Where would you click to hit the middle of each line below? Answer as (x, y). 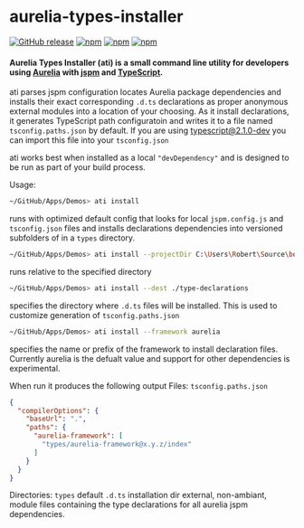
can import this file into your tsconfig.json (89, 140)
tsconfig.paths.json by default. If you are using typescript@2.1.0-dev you (148, 131)
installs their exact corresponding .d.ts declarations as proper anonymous (149, 102)
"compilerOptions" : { (58, 410)
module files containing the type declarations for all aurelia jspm (129, 504)
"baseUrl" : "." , (57, 419)
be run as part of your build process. (78, 167)
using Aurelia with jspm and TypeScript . (86, 72)
